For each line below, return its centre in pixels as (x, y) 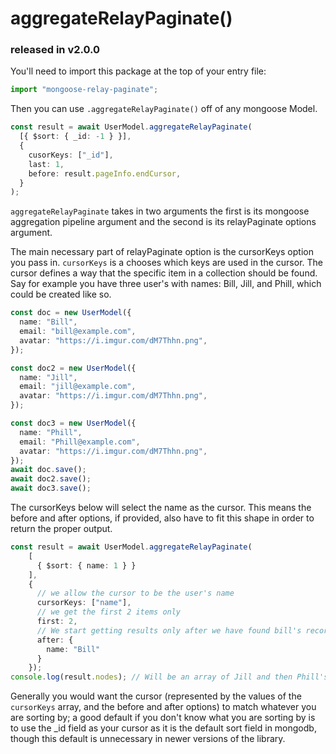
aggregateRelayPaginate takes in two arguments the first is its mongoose (160, 211)
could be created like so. (61, 294)
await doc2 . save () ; (51, 479)
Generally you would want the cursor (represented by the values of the (156, 696)
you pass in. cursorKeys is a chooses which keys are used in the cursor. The (166, 263)
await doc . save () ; (48, 470)
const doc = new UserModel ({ (71, 313)
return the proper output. (61, 529)
